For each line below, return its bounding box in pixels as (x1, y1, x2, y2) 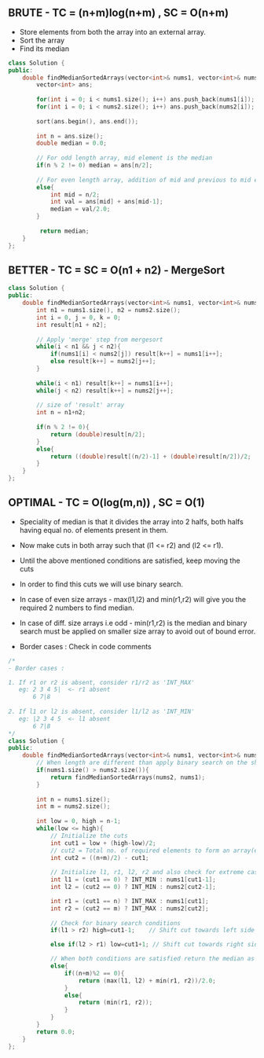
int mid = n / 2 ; (49, 190, 101, 199)
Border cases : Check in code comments (19, 641, 152, 651)
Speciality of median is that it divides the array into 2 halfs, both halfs (19, 516, 244, 526)
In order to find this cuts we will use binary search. (19, 579, 183, 589)
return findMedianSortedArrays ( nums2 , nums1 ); (49, 773, 206, 781)
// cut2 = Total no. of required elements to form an (49, 847, 230, 854)
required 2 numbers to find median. (19, 603, 135, 612)
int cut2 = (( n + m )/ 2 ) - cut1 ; (49, 854, 149, 861)
